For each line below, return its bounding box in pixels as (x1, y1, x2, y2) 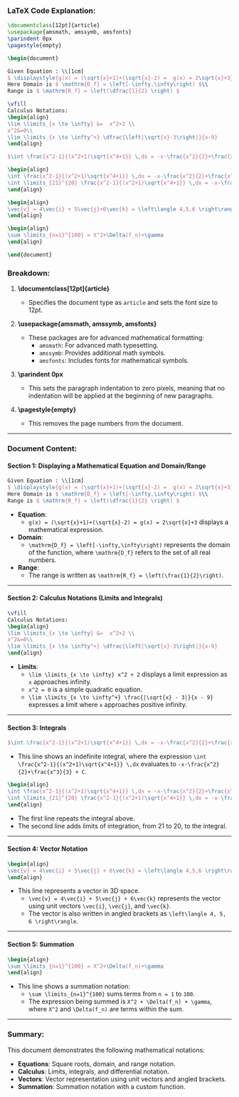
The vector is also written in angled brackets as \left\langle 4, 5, (28, 909, 226, 918)
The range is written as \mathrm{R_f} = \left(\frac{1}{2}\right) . (28, 571, 224, 579)
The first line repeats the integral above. (17, 813, 135, 823)
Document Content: (7, 444, 77, 454)
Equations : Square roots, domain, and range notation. (17, 1059, 176, 1068)
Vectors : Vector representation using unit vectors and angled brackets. (17, 1074, 227, 1083)
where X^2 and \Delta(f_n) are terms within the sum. (28, 1005, 184, 1013)
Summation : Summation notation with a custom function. (17, 1082, 186, 1091)
